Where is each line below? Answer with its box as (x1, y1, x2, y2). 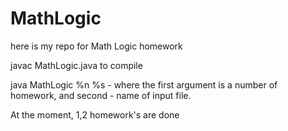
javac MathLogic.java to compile (10, 59, 143, 71)
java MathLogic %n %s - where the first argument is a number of (10, 78, 278, 91)
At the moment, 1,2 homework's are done (10, 108, 180, 121)
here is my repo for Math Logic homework (10, 40, 183, 52)
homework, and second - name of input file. (10, 89, 192, 101)
